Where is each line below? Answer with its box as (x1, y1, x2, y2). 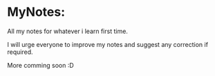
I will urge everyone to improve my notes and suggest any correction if (7, 40, 209, 48)
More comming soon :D (7, 61, 74, 69)
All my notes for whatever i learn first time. (7, 27, 128, 35)
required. (7, 48, 33, 56)
